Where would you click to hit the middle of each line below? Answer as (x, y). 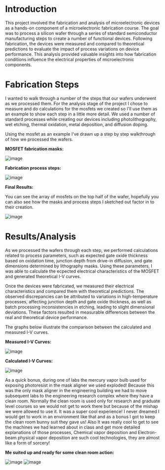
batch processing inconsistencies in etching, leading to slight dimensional (80, 307)
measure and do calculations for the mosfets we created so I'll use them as (81, 108)
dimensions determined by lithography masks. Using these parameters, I (79, 266)
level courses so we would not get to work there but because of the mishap (82, 406)
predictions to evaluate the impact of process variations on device (72, 49)
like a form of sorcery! (28, 443)
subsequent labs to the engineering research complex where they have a (79, 396)
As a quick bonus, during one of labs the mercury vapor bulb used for (76, 380)
